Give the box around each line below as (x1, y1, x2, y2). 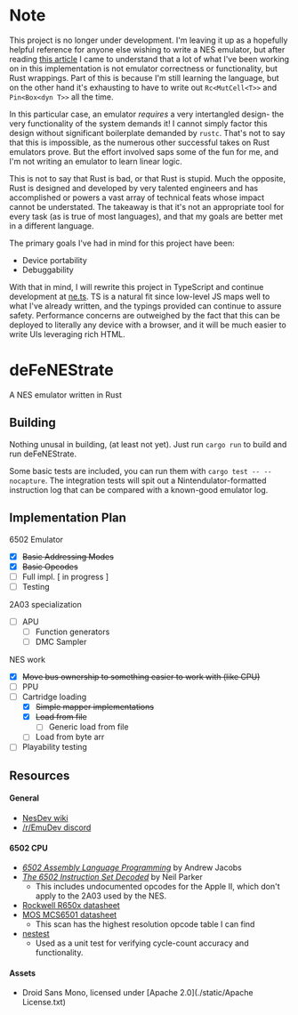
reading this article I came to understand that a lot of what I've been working (9, 53, 290, 64)
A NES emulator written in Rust (9, 389, 122, 400)
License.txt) (21, 997, 67, 1008)
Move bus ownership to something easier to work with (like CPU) (21, 671, 261, 681)
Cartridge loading (21, 691, 87, 703)
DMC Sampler (35, 636, 87, 647)
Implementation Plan (9, 511, 127, 526)
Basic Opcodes (21, 561, 78, 572)
